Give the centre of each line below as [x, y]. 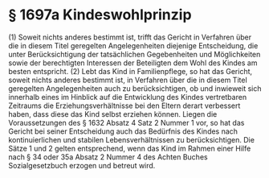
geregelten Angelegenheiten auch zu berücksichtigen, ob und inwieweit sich [135, 88]
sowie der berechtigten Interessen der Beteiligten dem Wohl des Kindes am [133, 63]
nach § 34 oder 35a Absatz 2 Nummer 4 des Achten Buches [108, 157]
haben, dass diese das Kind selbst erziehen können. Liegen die [113, 114]
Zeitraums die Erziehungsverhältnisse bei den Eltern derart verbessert [124, 106]
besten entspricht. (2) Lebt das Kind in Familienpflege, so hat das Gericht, [130, 71]
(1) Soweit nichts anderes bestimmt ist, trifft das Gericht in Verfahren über [130, 37]
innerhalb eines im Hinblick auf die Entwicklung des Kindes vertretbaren [128, 97]
